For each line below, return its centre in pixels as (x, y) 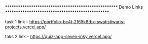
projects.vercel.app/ (25, 27)
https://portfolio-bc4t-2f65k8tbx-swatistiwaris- (77, 22)
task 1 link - (17, 22)
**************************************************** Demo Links (74, 7)
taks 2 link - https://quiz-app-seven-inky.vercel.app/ (58, 36)
